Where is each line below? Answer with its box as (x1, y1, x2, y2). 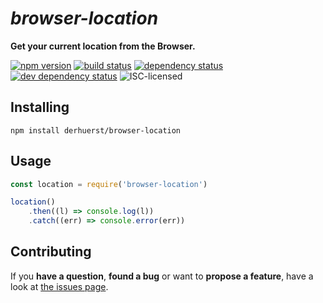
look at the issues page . (10, 280, 109, 292)
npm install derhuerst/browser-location (10, 125, 182, 136)
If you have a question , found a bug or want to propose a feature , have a (10, 270, 314, 282)
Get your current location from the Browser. (10, 40, 196, 52)
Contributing (10, 243, 92, 261)
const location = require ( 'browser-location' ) (10, 179, 208, 189)
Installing (10, 99, 70, 116)
